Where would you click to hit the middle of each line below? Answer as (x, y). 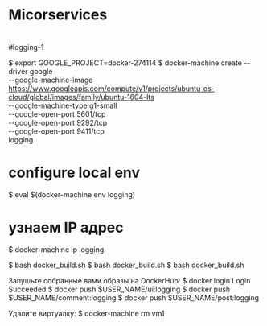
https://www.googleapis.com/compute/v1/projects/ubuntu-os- (112, 89)
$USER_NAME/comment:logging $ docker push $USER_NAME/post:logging (134, 298)
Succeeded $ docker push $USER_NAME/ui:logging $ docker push (119, 289)
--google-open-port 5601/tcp (57, 114)
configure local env (74, 173)
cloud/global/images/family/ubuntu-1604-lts (82, 97)
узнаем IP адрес (66, 227)
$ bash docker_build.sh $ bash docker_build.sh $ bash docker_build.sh (126, 265)
